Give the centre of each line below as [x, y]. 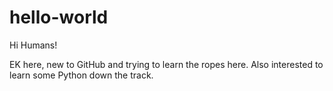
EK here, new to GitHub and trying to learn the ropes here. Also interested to [166, 64]
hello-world [59, 17]
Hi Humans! [33, 45]
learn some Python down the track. [81, 75]
